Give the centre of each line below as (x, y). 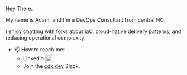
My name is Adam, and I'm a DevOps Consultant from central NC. (86, 20)
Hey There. (19, 9)
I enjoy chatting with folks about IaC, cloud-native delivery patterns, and (93, 31)
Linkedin (33, 58)
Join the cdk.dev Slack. (51, 66)
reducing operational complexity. (46, 37)
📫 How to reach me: (39, 49)
